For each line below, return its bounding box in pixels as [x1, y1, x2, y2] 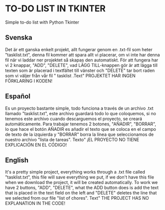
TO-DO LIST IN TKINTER [5, 3, 106, 14]
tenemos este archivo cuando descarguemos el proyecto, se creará [5, 116, 142, 121]
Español [5, 92, 31, 101]
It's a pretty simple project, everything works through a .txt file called [5, 169, 145, 175]
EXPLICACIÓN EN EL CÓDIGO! [5, 142, 67, 148]
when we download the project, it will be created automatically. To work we [5, 180, 158, 185]
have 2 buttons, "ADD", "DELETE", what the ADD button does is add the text [5, 185, 159, 191]
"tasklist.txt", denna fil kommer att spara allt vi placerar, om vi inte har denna [5, 52, 160, 58]
